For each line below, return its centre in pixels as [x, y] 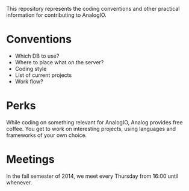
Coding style [31, 68]
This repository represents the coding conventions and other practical [93, 9]
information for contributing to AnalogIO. [56, 15]
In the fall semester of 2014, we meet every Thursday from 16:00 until [92, 176]
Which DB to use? [37, 56]
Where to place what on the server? [59, 62]
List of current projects [43, 75]
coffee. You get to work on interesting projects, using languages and [91, 129]
